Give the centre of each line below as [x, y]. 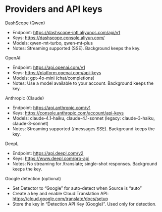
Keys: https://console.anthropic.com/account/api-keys [68, 113]
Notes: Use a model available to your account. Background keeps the [83, 83]
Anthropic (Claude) [25, 98]
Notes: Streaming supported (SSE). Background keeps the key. [76, 48]
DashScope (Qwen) [25, 23]
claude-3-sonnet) [30, 123]
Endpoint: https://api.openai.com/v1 [49, 67]
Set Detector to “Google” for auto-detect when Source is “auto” [77, 188]
